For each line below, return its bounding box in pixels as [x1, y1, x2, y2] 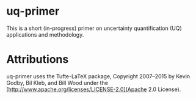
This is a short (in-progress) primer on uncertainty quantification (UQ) [6, 24, 182, 32]
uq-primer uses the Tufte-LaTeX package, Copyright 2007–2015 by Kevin [6, 72, 191, 80]
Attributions [6, 53, 69, 67]
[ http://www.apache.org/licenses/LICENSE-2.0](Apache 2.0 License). [6, 86, 181, 93]
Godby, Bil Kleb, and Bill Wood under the [6, 79, 109, 86]
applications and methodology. [6, 31, 84, 38]
